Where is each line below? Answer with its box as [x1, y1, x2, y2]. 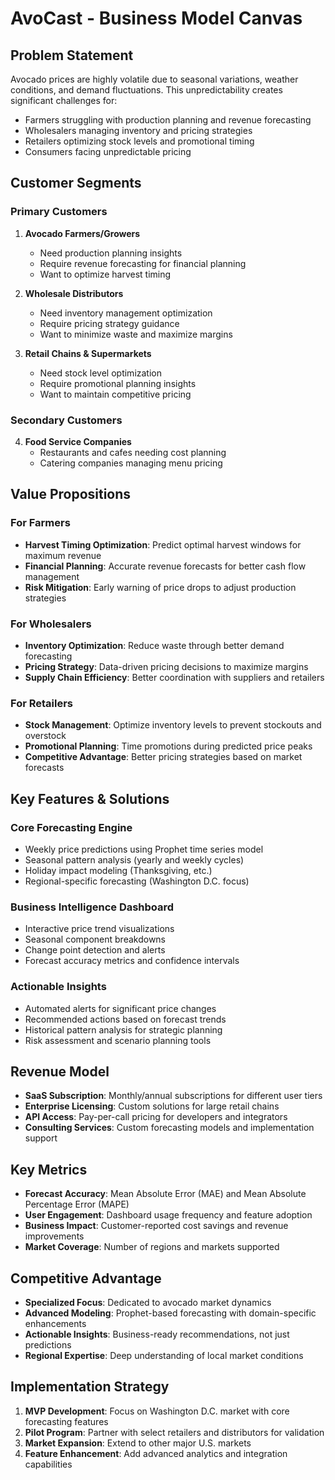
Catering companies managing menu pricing [39, 457, 223, 469]
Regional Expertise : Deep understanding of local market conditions [24, 1349, 304, 1361]
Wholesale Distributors [24, 287, 124, 299]
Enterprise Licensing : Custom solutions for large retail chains [24, 1100, 280, 1112]
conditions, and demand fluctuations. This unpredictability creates [10, 84, 283, 96]
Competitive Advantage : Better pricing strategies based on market [24, 751, 303, 763]
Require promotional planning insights [39, 377, 197, 389]
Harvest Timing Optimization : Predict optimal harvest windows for [24, 538, 302, 551]
